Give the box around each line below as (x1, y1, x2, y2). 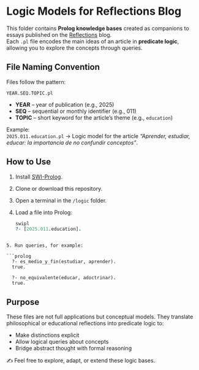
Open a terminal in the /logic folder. (15, 196, 107, 204)
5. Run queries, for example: (6, 242, 84, 249)
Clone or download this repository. (15, 185, 103, 192)
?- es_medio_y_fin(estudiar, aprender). (12, 259, 116, 265)
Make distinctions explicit (15, 331, 80, 339)
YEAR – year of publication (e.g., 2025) (15, 101, 115, 108)
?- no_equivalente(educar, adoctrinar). (12, 275, 116, 281)
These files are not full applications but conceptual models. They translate (6, 313, 193, 320)
